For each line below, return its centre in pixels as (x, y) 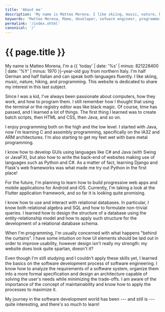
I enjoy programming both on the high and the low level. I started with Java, (81, 127)
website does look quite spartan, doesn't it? (49, 249)
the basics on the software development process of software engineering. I (81, 263)
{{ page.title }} (35, 52)
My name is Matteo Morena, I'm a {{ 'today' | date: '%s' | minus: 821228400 (82, 66)
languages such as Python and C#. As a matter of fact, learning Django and (82, 162)
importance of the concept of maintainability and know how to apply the (78, 284)
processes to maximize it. (31, 290)
